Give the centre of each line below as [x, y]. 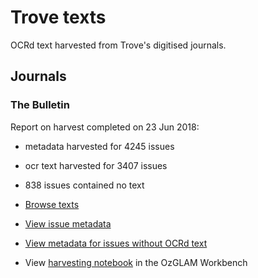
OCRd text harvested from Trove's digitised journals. [118, 45]
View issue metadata [68, 223]
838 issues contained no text [84, 185]
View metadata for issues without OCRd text [116, 243]
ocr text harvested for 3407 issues [96, 165]
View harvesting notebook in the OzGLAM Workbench [136, 262]
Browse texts [52, 204]
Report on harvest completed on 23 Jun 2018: [105, 127]
